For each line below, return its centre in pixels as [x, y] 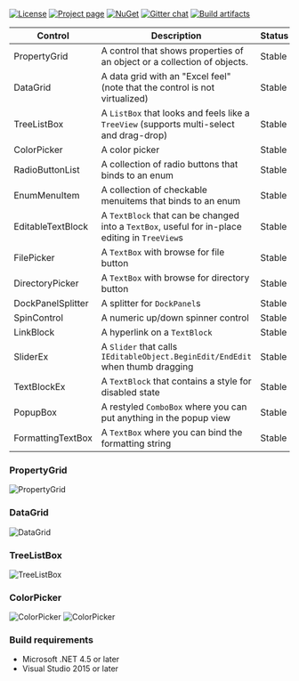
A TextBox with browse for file [163, 252]
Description [176, 36]
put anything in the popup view [166, 418]
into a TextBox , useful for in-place [171, 227]
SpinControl [39, 318]
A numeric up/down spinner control [175, 318]
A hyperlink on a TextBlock [157, 332]
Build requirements [51, 640]
